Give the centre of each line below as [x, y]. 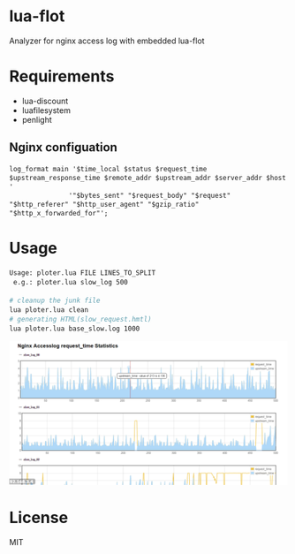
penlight [37, 119]
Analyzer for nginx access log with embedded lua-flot [107, 41]
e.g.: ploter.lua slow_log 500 [70, 282]
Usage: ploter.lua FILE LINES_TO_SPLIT [83, 273]
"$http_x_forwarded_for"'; [59, 213]
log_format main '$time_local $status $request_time [108, 169]
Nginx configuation [63, 148]
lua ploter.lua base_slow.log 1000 [75, 329]
